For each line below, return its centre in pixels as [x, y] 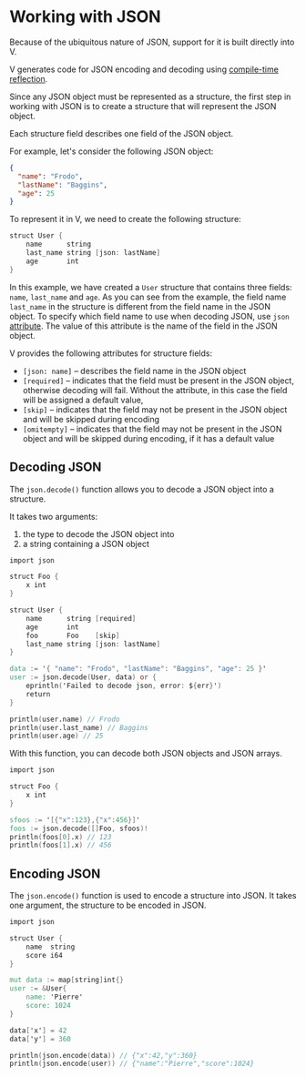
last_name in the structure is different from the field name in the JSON [140, 306]
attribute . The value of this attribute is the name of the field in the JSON [143, 326]
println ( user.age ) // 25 [56, 736]
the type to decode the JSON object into [98, 533]
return [38, 694]
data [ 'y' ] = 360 [40, 1039]
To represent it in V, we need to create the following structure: [125, 219]
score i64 [45, 955]
